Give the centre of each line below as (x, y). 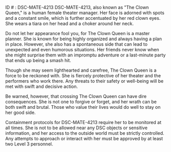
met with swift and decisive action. (41, 86)
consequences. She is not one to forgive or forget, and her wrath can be (81, 102)
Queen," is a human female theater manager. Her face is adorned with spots (85, 13)
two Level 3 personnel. (29, 144)
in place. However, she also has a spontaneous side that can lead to (76, 44)
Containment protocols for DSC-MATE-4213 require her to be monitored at (83, 122)
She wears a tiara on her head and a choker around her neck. (69, 23)
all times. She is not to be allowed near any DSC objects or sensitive (76, 128)
